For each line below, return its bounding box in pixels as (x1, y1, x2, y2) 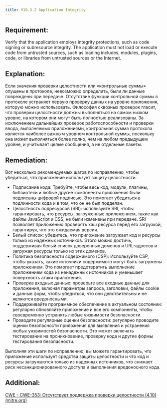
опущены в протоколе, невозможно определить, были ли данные (5, 88, 145, 94)
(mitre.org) (5, 397, 27, 403)
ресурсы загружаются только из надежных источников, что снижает (5, 359, 153, 365)
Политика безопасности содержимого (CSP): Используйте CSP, (12, 253, 150, 259)
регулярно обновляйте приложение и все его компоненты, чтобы (12, 306, 153, 313)
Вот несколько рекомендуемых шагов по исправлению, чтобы (5, 169, 139, 175)
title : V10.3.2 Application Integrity (5, 7, 86, 13)
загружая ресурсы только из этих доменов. (12, 248, 106, 254)
